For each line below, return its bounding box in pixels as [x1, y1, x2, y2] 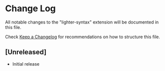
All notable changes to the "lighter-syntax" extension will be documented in [5, 19, 159, 25]
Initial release [12, 61, 40, 67]
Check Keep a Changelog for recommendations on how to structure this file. [5, 34, 161, 40]
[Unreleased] [5, 48, 47, 56]
